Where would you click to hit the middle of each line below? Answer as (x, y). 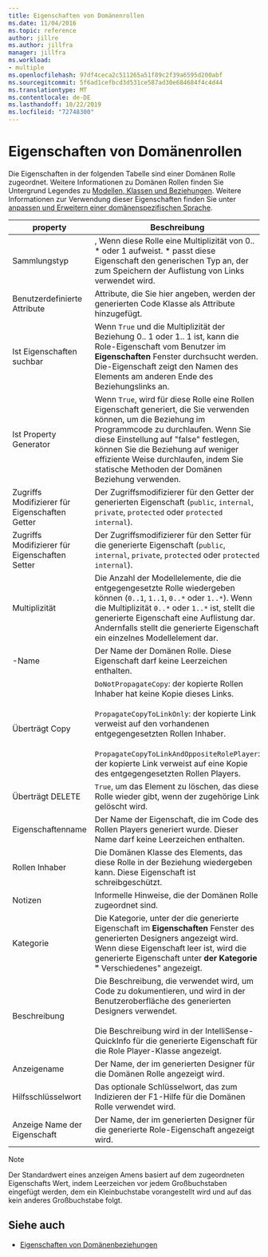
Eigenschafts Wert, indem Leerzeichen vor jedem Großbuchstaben (118, 1183)
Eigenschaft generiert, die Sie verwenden (172, 409)
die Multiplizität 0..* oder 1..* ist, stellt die (175, 607)
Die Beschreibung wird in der (149, 1030)
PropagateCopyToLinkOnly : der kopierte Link (175, 713)
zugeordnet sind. (126, 905)
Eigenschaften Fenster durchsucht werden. (176, 356)
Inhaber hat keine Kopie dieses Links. (164, 694)
